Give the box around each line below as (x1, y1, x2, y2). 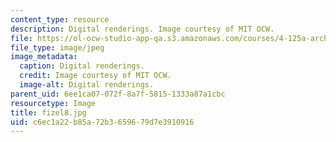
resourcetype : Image (10, 98, 97, 108)
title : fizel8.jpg (10, 107, 87, 118)
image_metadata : (10, 52, 78, 62)
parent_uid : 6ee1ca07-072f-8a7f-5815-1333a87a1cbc (10, 89, 226, 99)
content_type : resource (10, 14, 110, 25)
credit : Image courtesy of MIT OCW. (19, 71, 172, 81)
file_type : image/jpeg (10, 42, 105, 53)
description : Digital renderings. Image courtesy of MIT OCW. (10, 24, 275, 34)
